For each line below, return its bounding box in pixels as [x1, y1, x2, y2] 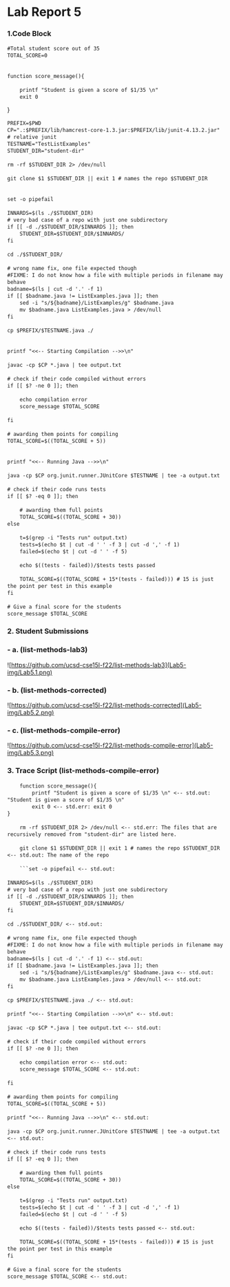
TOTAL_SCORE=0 [7, 53, 48, 59]
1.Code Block [7, 29, 52, 39]
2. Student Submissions [7, 627, 89, 636]
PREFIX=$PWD [7, 120, 41, 127]
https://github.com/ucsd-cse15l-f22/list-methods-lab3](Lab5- [11, 660, 187, 669]
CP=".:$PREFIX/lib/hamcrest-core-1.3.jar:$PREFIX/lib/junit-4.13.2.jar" [7, 127, 220, 134]
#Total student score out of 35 [7, 46, 100, 53]
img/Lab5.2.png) [7, 709, 54, 716]
